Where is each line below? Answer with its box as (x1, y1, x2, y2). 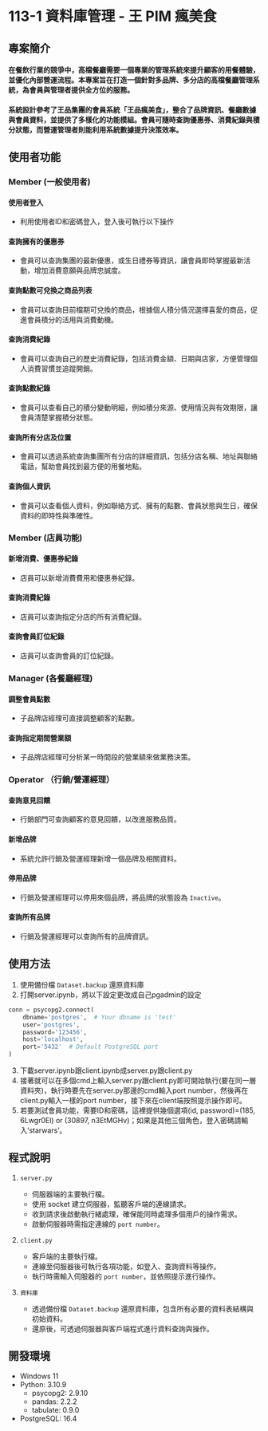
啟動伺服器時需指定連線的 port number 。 (31, 1219, 165, 1228)
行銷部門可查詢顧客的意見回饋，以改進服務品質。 (19, 814, 181, 824)
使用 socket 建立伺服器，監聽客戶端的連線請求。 (31, 1199, 191, 1208)
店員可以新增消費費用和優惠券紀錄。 (19, 573, 140, 582)
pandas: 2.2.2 (31, 1397, 77, 1406)
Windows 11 (19, 1371, 59, 1381)
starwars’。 (29, 1125, 67, 1135)
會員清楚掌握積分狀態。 (19, 412, 97, 423)
